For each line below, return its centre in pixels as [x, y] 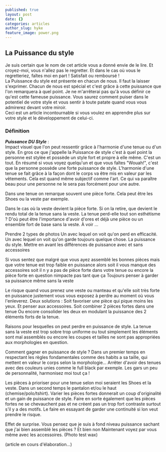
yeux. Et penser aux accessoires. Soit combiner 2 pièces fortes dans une [80, 306]
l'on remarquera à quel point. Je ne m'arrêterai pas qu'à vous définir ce [78, 91]
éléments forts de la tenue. [32, 317]
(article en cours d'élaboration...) [39, 445]
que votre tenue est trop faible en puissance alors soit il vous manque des [81, 265]
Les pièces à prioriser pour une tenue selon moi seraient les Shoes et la [78, 383]
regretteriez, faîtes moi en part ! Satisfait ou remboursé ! [62, 76]
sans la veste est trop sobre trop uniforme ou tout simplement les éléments [82, 332]
